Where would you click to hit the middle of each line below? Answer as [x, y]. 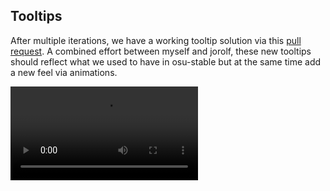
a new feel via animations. [64, 72]
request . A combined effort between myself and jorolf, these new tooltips [161, 51]
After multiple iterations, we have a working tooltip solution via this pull [156, 40]
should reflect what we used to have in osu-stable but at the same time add [166, 61]
